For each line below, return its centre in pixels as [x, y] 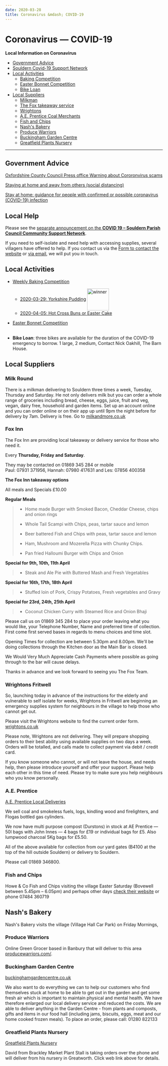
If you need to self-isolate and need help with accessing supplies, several [81, 243]
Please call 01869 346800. [33, 862]
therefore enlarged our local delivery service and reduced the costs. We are [83, 1003]
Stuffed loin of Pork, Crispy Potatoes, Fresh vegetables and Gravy [93, 592]
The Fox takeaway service [47, 105]
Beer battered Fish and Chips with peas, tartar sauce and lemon [90, 534]
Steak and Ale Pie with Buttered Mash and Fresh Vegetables [87, 573]
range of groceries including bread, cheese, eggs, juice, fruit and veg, [77, 400]
